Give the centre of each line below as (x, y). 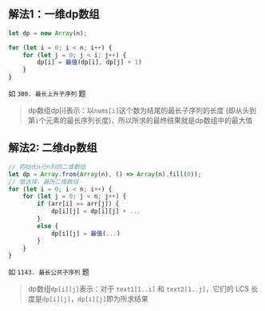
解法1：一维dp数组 (54, 14)
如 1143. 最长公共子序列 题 (49, 272)
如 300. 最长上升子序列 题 (47, 93)
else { (48, 226)
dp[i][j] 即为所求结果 (113, 299)
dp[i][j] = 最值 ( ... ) (86, 234)
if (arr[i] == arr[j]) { (78, 204)
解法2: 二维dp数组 (53, 148)
